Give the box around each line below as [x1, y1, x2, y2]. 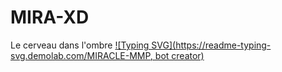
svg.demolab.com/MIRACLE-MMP [10, 49, 151, 61]
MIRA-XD [10, 6, 90, 29]
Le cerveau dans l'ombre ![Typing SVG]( [10, 39, 177, 51]
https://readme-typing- [175, 39, 272, 51]
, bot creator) [149, 49, 205, 61]
